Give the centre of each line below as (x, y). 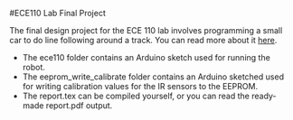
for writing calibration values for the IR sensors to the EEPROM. (140, 86)
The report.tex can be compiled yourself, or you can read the (136, 96)
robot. (33, 67)
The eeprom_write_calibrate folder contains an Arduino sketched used (153, 77)
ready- (265, 96)
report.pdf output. (79, 106)
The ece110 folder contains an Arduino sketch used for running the (146, 57)
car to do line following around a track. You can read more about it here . (143, 40)
